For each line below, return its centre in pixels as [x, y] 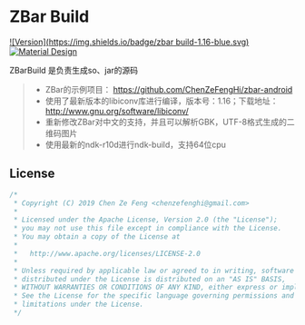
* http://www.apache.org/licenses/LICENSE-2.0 [107, 253]
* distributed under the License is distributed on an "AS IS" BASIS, [149, 279]
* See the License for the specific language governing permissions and [154, 296]
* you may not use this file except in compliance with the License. [148, 229]
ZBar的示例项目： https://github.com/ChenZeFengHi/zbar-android [169, 89]
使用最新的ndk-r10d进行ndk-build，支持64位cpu [136, 144]
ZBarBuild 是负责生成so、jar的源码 [74, 70]
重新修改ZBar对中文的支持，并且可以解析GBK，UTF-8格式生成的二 [170, 122]
